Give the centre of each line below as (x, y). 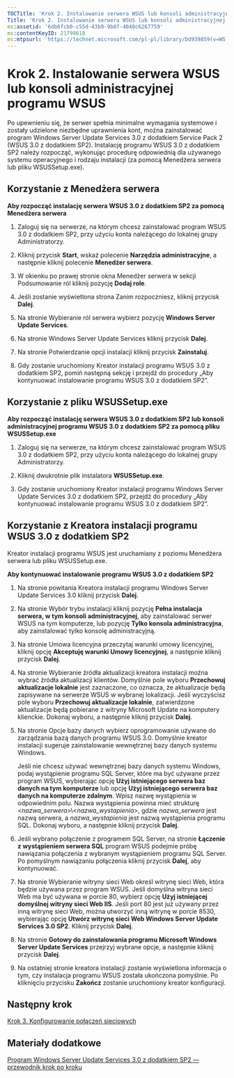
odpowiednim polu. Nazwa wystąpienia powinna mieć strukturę (108, 803)
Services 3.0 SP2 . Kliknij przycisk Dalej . (75, 926)
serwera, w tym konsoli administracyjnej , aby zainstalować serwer (115, 616)
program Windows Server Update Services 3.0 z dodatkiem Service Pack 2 (115, 138)
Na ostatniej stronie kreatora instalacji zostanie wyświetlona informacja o (122, 967)
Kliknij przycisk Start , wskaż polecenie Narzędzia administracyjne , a (117, 255)
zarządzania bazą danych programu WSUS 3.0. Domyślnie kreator (112, 738)
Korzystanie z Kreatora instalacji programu (102, 526)
